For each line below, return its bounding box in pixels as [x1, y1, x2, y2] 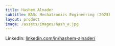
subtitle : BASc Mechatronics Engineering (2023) [5, 12, 111, 17]
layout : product [5, 17, 40, 22]
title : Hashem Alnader [5, 7, 54, 13]
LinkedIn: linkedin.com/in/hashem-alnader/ [5, 35, 96, 41]
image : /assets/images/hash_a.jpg [5, 21, 79, 27]
